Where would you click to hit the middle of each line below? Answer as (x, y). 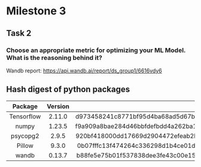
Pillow (25, 145)
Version (58, 106)
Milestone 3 (36, 11)
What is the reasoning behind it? (54, 57)
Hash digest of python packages (68, 89)
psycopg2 (25, 136)
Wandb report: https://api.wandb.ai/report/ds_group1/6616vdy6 (84, 71)
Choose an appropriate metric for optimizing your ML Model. (96, 50)
